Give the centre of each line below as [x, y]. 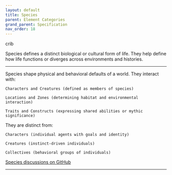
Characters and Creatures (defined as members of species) [70, 89]
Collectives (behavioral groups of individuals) [58, 153]
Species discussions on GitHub [38, 162]
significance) [20, 116]
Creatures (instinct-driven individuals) [50, 144]
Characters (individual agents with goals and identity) [67, 135]
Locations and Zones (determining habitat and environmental [72, 98]
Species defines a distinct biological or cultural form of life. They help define [86, 54]
